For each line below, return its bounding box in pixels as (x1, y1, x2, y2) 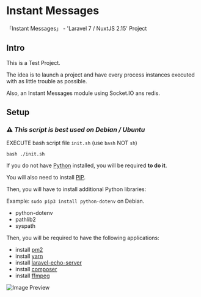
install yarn (15, 252, 43, 260)
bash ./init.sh (6, 151, 45, 157)
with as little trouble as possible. (6, 77, 87, 85)
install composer (15, 266, 57, 273)
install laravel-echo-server (15, 259, 82, 266)
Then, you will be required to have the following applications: (6, 234, 160, 242)
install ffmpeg (15, 272, 50, 279)
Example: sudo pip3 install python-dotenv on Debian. (6, 197, 145, 205)
